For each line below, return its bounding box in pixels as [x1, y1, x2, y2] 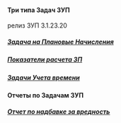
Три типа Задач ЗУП [7, 6, 70, 14]
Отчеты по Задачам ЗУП [7, 90, 83, 99]
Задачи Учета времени [7, 73, 80, 81]
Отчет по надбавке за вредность [7, 107, 110, 116]
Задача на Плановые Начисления [7, 37, 115, 46]
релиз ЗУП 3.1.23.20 [7, 21, 67, 30]
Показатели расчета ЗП [7, 55, 83, 64]
